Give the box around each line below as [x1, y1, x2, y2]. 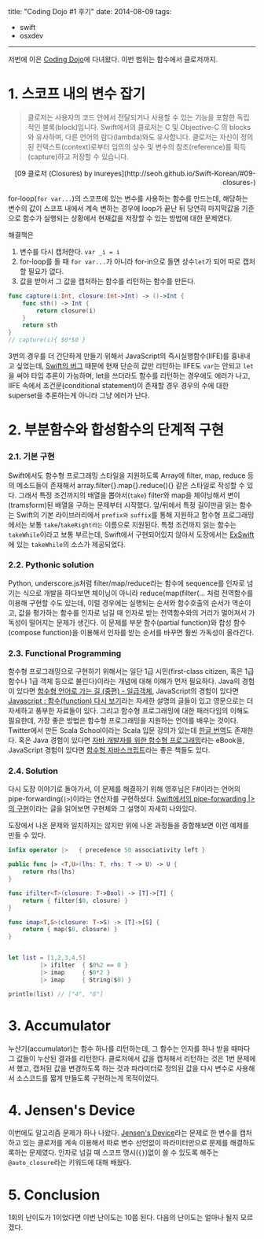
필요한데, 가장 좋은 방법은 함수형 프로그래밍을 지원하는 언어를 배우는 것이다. [8, 716, 239, 726]
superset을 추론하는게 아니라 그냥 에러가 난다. [8, 390, 150, 400]
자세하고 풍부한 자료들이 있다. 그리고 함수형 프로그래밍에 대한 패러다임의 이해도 [8, 706, 250, 716]
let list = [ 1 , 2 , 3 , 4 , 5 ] [8, 954, 86, 962]
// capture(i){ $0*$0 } [8, 336, 86, 344]
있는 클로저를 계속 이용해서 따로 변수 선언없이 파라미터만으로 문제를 [22, 1138, 229, 1148]
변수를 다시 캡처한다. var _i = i [19, 246, 120, 256]
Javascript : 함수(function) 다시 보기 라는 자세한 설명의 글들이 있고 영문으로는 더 [8, 696, 254, 706]
